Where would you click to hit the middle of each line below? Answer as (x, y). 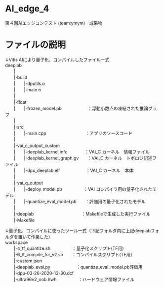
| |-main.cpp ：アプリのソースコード (73, 133)
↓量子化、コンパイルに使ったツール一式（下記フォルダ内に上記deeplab (78, 230)
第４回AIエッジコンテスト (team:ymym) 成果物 (54, 23)
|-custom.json (28, 261)
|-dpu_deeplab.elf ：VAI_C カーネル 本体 (79, 170)
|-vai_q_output (28, 183)
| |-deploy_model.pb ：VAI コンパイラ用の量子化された (83, 189)
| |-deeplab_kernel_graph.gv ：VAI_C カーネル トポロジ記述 (83, 158)
